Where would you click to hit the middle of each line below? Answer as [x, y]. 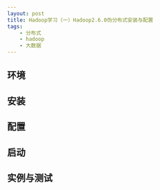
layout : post [26, 13]
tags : [15, 26]
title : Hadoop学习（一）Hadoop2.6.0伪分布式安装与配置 [80, 20]
